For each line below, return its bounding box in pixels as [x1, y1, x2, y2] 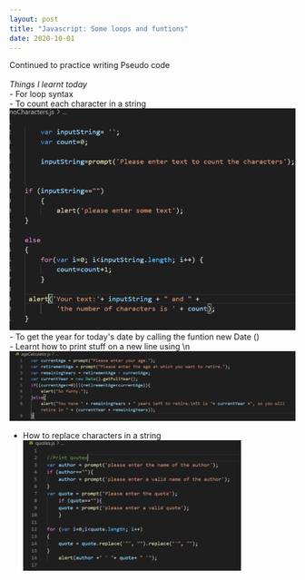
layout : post [9, 15, 59, 24]
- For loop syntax [9, 89, 74, 100]
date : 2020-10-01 [9, 34, 75, 43]
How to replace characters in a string [22, 429, 162, 440]
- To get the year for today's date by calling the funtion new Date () [9, 331, 261, 342]
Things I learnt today [9, 79, 88, 90]
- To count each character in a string [9, 98, 147, 109]
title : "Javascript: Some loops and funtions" [9, 24, 189, 34]
